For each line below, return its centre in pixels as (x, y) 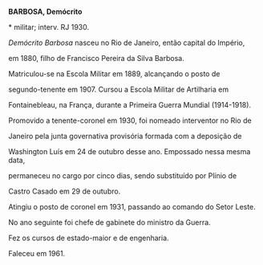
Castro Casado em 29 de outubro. (65, 191)
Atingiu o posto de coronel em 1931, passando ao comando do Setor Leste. (132, 207)
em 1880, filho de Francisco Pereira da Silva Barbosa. (96, 58)
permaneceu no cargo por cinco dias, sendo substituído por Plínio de (123, 175)
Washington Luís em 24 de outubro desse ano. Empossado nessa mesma (129, 151)
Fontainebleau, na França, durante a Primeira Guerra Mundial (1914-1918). (129, 105)
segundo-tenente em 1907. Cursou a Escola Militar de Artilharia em (119, 89)
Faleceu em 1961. (37, 253)
